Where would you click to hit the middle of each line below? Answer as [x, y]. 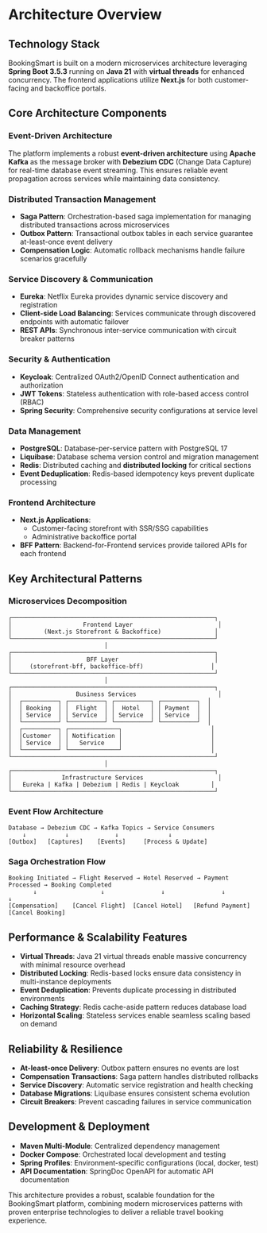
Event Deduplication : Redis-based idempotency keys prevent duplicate [137, 473]
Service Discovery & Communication [81, 279]
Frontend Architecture [52, 502]
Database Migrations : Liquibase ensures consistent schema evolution [135, 1093]
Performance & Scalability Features [98, 937]
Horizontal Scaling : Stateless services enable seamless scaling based [135, 1015]
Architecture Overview [85, 15]
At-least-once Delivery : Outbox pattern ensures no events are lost [129, 1068]
